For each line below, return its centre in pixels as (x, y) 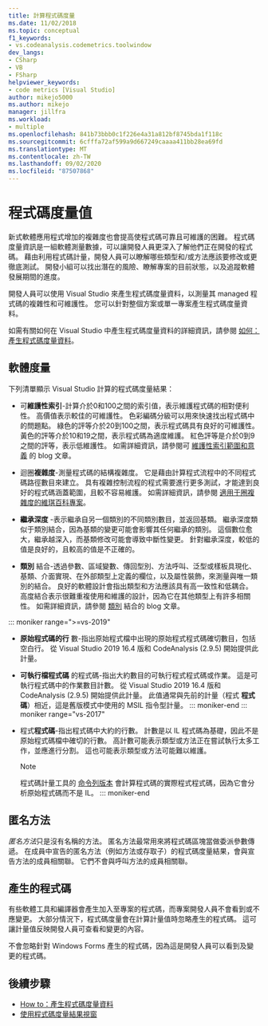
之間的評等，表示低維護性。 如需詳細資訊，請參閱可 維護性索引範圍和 (134, 445)
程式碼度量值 (51, 213)
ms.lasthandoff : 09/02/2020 (55, 164)
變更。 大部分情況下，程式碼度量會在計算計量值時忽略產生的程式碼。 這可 (136, 919)
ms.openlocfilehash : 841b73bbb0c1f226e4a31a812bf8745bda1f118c (116, 134)
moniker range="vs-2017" (62, 713)
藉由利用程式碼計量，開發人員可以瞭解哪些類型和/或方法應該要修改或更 (140, 257)
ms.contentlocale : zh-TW (49, 156)
